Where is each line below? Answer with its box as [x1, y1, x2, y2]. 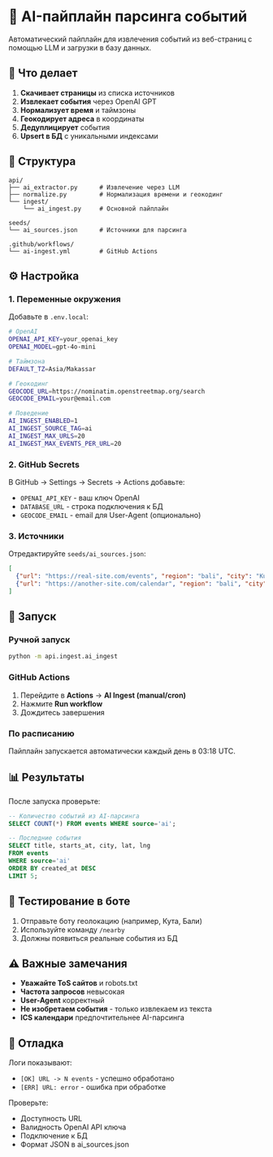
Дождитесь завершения [19, 707, 106, 717]
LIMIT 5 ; [8, 872, 38, 880]
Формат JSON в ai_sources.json [19, 1140, 130, 1150]
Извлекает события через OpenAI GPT [19, 97, 157, 106]
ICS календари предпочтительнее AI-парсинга [19, 1012, 185, 1022]
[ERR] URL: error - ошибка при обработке [19, 1082, 167, 1092]
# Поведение [8, 409, 49, 417]
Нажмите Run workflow [19, 698, 103, 709]
